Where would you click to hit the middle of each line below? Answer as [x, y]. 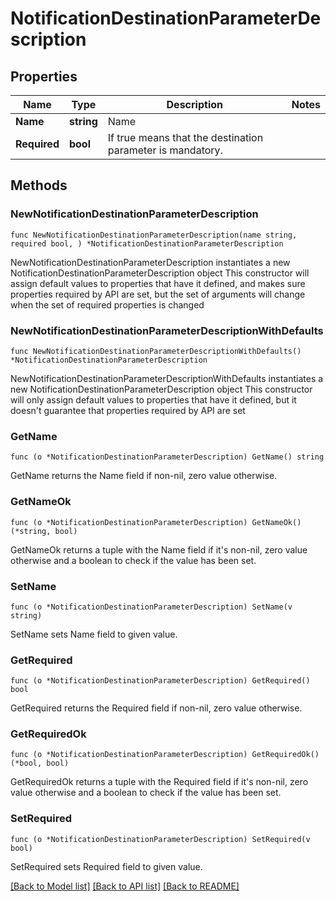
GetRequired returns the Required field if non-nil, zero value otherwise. [156, 708]
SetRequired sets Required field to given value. [106, 866]
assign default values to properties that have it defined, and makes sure [158, 283]
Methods [39, 185]
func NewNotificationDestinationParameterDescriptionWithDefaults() [156, 351]
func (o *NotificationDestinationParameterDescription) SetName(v [151, 607]
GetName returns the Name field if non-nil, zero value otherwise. [144, 476]
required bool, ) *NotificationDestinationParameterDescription [147, 243]
